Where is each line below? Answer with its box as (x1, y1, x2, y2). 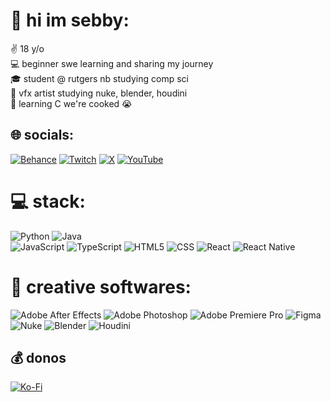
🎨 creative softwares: (10, 275, 192, 298)
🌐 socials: (10, 127, 75, 144)
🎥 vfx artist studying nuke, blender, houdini (10, 87, 188, 99)
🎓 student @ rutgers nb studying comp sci (10, 72, 190, 84)
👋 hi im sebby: (10, 9, 130, 32)
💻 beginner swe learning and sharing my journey (10, 57, 214, 69)
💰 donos (10, 350, 67, 367)
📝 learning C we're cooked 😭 (10, 97, 133, 109)
